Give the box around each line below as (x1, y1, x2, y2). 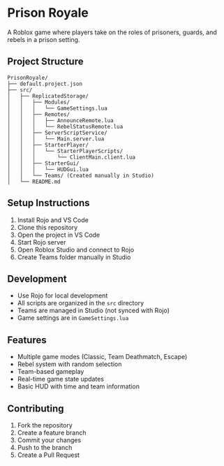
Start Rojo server (17, 238, 66, 246)
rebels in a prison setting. (7, 35, 80, 43)
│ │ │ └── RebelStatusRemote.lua (7, 123, 124, 130)
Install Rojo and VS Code (17, 215, 89, 224)
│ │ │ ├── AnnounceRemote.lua (7, 117, 114, 124)
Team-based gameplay (17, 367, 84, 376)
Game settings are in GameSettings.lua (17, 314, 129, 322)
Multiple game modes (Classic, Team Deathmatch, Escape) (17, 353, 188, 361)
